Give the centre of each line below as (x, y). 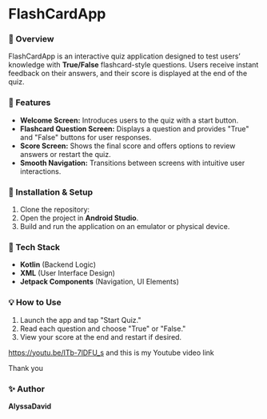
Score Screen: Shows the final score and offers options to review (128, 146)
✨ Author (27, 389)
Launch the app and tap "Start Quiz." (80, 320)
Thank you (26, 368)
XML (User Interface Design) (68, 273)
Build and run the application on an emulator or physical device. (125, 227)
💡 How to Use (35, 303)
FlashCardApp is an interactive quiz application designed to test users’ (125, 56)
